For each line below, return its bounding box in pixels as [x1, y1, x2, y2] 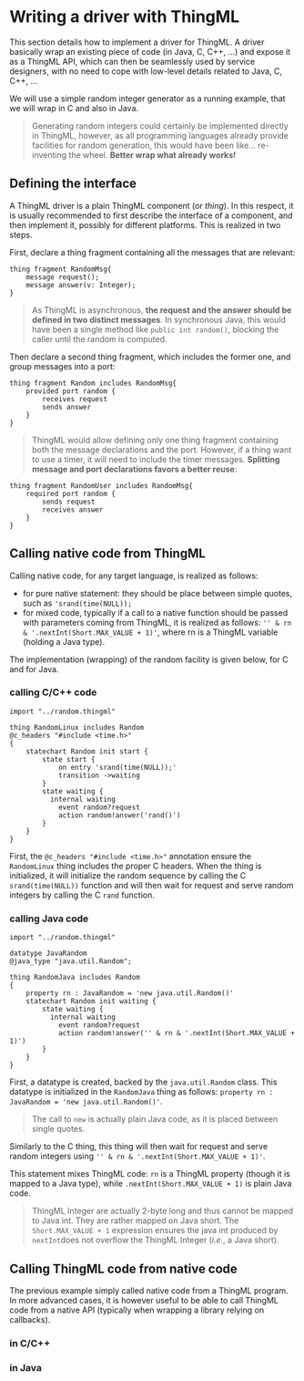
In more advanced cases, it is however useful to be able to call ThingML [9, 1294, 279, 1305]
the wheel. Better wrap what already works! [68, 149, 237, 161]
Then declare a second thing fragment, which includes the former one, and [9, 351, 291, 362]
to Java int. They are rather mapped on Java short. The [31, 1215, 239, 1226]
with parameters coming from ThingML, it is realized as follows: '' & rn [22, 617, 292, 628]
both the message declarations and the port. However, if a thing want [31, 444, 292, 455]
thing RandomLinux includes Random [9, 722, 145, 732]
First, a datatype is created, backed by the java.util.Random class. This [9, 1076, 278, 1087]
